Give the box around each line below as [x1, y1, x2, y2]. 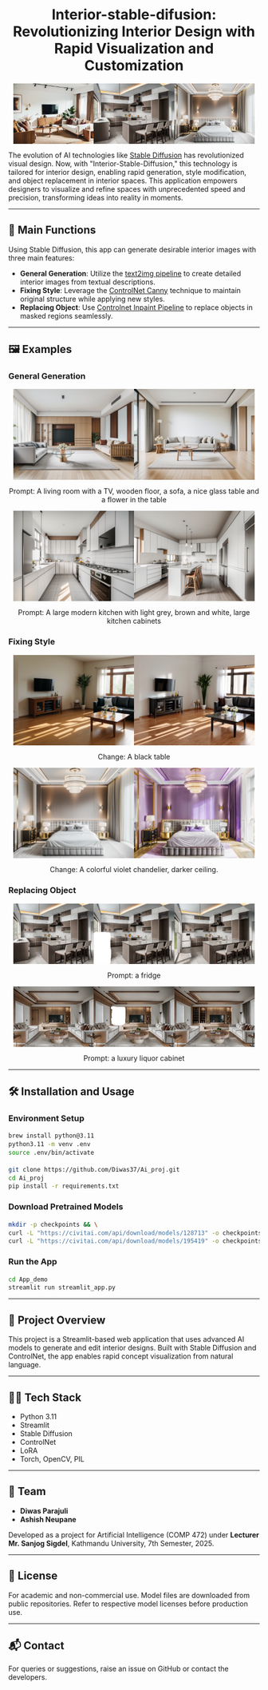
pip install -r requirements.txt [8, 1182, 120, 1191]
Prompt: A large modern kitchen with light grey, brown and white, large [18, 608, 250, 617]
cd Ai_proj [8, 1174, 45, 1182]
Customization [84, 57, 184, 75]
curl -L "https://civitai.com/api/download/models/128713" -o [8, 1228, 219, 1237]
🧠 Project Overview [8, 1313, 106, 1327]
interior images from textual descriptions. [19, 277, 156, 287]
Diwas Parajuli [19, 1506, 69, 1515]
